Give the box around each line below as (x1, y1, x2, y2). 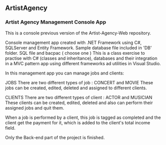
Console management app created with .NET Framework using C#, (5, 39, 142, 45)
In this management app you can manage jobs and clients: (5, 70, 124, 76)
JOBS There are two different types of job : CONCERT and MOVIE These (5, 79, 154, 85)
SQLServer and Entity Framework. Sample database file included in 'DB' (5, 44, 152, 51)
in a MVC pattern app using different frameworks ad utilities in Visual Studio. (5, 60, 161, 66)
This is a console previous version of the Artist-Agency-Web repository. (5, 30, 151, 36)
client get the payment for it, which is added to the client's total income (5, 119, 150, 125)
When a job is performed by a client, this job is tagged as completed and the (5, 114, 161, 120)
